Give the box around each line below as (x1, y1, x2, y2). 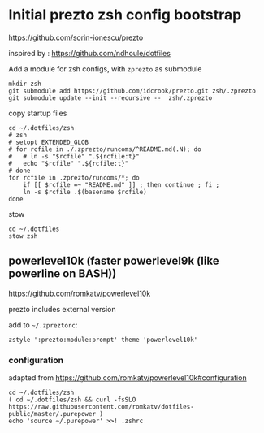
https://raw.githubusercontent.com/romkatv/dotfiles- (8, 403, 195, 411)
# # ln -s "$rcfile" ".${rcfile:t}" (8, 152, 140, 160)
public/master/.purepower (8, 410, 96, 418)
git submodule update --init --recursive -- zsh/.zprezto (8, 93, 213, 102)
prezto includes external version (8, 304, 116, 314)
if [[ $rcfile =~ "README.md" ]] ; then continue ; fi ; (23, 180, 220, 188)
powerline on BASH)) (8, 266, 117, 281)
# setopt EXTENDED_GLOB (8, 138, 89, 146)
